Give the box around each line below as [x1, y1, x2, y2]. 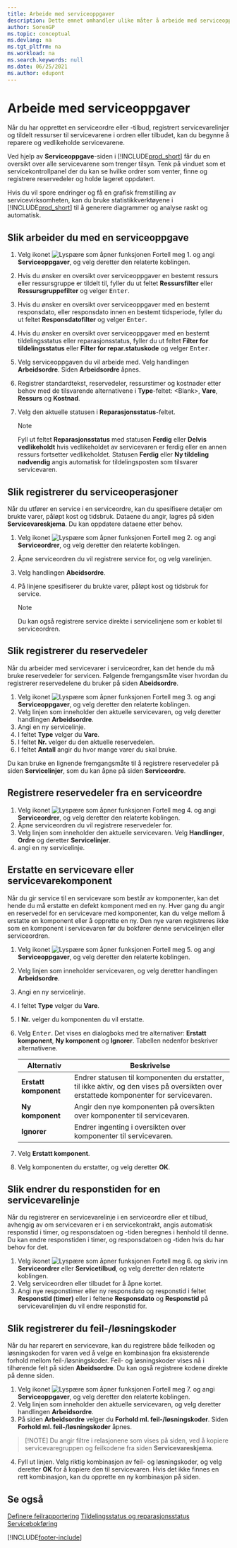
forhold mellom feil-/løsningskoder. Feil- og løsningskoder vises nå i [7, 1356, 205, 1365]
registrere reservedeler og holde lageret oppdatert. [7, 175, 156, 183]
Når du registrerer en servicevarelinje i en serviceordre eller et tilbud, [7, 1213, 208, 1222]
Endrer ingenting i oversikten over [73, 1122, 186, 1132]
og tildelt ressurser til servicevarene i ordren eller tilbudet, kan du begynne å [7, 131, 229, 139]
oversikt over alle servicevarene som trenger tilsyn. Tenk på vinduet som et [7, 160, 226, 168]
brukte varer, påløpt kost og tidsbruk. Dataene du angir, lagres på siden [7, 512, 214, 521]
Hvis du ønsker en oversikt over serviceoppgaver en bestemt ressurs [17, 272, 219, 280]
